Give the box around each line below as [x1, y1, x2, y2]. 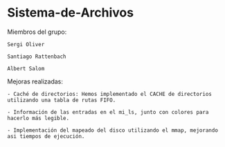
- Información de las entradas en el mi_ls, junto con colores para [7, 108, 209, 115]
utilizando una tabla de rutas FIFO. [7, 97, 116, 104]
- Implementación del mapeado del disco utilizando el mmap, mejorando [7, 126, 218, 134]
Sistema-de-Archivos [7, 5, 134, 21]
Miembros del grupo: [7, 28, 67, 36]
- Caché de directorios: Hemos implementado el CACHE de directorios [7, 90, 213, 97]
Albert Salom [7, 65, 45, 72]
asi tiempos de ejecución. [7, 133, 85, 139]
